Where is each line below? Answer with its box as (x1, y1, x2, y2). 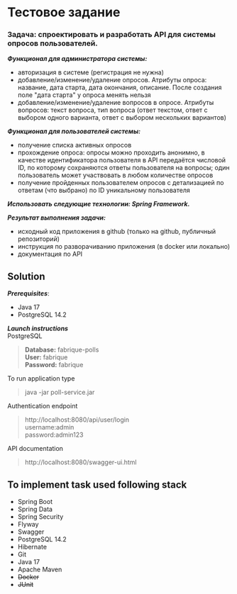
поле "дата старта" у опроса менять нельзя (17, 91, 151, 99)
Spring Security (17, 512, 64, 521)
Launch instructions (7, 324, 69, 333)
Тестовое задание (7, 4, 121, 21)
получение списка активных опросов (17, 141, 132, 150)
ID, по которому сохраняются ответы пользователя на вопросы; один (17, 164, 230, 172)
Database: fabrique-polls (24, 345, 99, 354)
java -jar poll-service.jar (24, 388, 95, 397)
